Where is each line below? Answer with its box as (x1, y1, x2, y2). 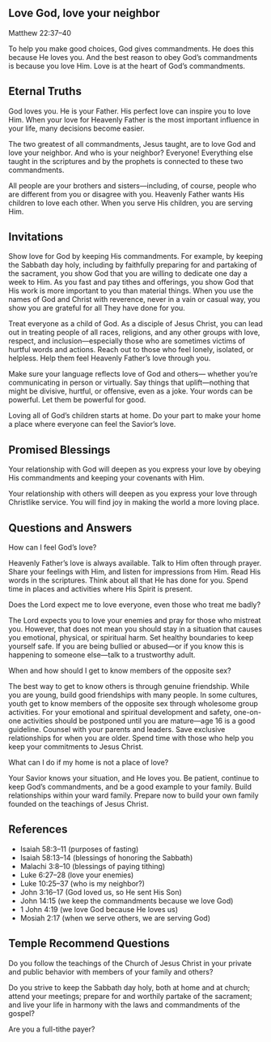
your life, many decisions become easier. (8, 123, 146, 133)
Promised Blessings (8, 442, 111, 457)
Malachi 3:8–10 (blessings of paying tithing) (19, 861, 166, 871)
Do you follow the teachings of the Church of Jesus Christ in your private (8, 958, 252, 968)
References (8, 823, 68, 837)
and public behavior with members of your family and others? (8, 967, 214, 976)
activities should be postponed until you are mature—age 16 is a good (23, 716, 256, 726)
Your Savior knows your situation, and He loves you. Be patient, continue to (8, 773, 260, 783)
